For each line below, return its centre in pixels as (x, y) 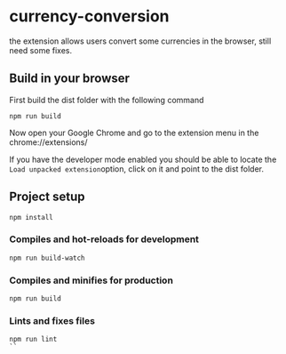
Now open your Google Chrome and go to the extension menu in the (134, 133)
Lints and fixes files (52, 321)
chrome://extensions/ (48, 142)
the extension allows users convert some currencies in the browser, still (140, 41)
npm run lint (33, 340)
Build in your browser (70, 79)
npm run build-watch (48, 258)
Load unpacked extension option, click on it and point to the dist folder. (137, 169)
